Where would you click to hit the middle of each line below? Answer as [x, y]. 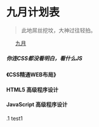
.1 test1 [15, 118]
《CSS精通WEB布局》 [32, 74]
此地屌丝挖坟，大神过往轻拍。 [58, 30]
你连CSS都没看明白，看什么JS [45, 58]
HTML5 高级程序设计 [32, 90]
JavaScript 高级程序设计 [37, 105]
